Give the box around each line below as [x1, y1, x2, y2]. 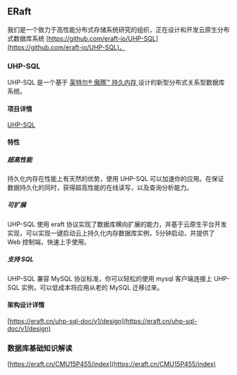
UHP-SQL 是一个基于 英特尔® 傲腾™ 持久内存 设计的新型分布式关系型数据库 [7, 78, 225, 87]
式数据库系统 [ [7, 34, 49, 42]
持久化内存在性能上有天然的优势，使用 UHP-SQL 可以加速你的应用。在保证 [7, 174, 224, 183]
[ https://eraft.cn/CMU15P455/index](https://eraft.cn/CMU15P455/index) [7, 360, 217, 369]
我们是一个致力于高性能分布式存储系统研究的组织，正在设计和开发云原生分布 [7, 25, 230, 34]
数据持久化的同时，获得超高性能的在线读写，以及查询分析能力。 [7, 183, 193, 192]
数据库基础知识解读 [7, 343, 73, 353]
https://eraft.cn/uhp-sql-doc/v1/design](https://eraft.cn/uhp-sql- [9, 317, 197, 325]
